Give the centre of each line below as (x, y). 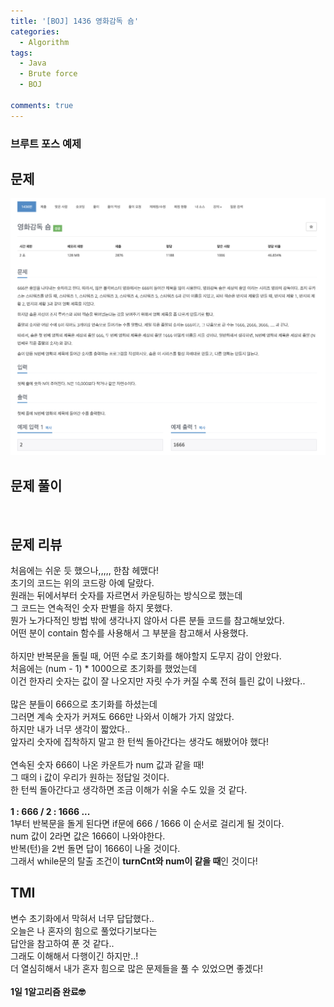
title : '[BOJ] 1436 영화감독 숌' (75, 21)
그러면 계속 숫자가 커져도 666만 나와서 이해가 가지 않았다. (122, 716)
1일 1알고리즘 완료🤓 (48, 991)
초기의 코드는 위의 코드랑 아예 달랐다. (82, 582)
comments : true (42, 105)
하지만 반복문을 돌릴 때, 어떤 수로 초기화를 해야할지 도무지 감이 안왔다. (146, 656)
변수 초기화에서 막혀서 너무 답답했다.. (82, 918)
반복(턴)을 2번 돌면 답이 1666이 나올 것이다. (95, 848)
